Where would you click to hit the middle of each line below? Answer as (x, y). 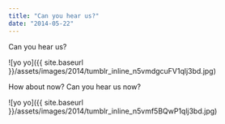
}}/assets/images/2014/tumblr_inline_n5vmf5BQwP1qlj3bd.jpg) (113, 111)
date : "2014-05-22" (41, 24)
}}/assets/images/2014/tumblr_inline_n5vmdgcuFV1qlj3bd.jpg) (112, 71)
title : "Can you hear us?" (54, 16)
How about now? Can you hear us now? (75, 87)
